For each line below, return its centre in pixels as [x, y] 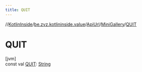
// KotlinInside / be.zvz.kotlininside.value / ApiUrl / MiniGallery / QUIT [71, 24]
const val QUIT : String [28, 64]
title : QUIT [18, 10]
